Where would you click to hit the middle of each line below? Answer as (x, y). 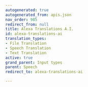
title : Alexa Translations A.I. (39, 29)
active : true (19, 58)
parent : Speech (21, 67)
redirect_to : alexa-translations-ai (44, 72)
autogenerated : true (27, 10)
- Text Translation (26, 53)
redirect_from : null (27, 24)
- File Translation (26, 43)
